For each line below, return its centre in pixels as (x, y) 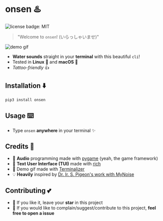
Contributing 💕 (28, 190)
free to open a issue (33, 213)
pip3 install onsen (25, 100)
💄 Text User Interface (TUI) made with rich (57, 164)
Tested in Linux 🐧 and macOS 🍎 (45, 62)
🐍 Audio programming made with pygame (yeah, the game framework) (85, 158)
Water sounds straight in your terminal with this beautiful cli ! (76, 56)
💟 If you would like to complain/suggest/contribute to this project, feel (84, 208)
